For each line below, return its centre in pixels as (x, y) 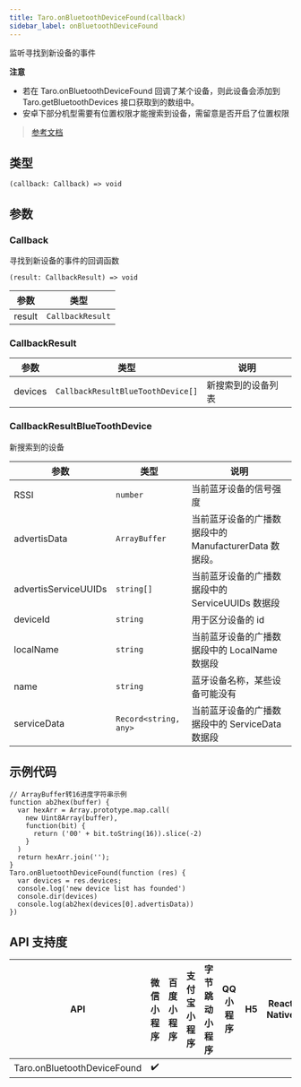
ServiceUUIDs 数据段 (236, 603)
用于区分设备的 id (228, 619)
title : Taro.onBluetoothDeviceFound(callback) (98, 17)
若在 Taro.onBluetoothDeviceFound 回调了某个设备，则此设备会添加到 (151, 91)
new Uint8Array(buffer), (72, 818)
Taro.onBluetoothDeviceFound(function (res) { (98, 873)
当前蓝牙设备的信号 (232, 488)
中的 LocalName (243, 650)
